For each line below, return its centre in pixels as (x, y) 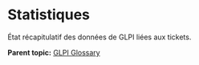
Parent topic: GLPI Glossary (54, 52)
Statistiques (49, 15)
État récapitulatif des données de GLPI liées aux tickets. (99, 37)
